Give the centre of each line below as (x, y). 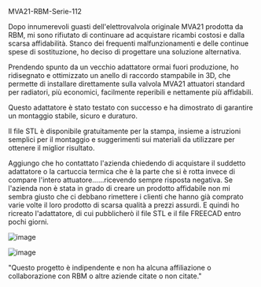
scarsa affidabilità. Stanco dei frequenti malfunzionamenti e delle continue (129, 43)
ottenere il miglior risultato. (51, 148)
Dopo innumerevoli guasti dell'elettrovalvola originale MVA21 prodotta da (126, 26)
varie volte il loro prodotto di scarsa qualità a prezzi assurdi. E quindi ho (124, 205)
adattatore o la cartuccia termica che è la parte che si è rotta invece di (122, 171)
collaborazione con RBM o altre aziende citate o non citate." (105, 276)
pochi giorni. (29, 222)
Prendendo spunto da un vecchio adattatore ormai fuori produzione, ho (123, 67)
